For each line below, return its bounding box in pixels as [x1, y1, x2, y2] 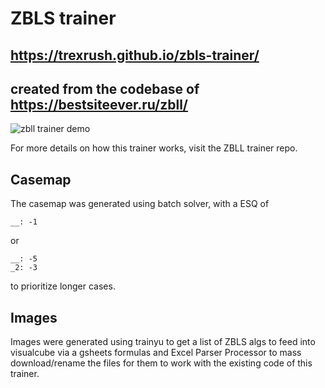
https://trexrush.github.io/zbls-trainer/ [10, 47, 260, 64]
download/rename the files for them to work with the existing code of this [10, 357, 313, 369]
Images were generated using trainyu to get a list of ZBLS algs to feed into [10, 336, 316, 348]
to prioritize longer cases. [10, 280, 116, 292]
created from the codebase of [10, 80, 200, 97]
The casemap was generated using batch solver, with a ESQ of [10, 198, 270, 210]
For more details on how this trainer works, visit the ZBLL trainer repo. [10, 142, 298, 154]
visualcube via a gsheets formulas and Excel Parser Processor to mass [10, 347, 302, 359]
